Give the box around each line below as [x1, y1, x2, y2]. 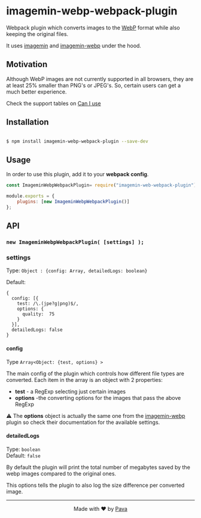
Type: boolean [6, 445, 41, 453]
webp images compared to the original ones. [6, 469, 117, 477]
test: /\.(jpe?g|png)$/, [17, 301, 79, 307]
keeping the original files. [6, 30, 69, 37]
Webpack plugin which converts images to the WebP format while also [6, 24, 181, 31]
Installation [6, 117, 49, 127]
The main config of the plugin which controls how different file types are [6, 370, 184, 377]
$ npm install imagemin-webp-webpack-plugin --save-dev [6, 138, 148, 144]
